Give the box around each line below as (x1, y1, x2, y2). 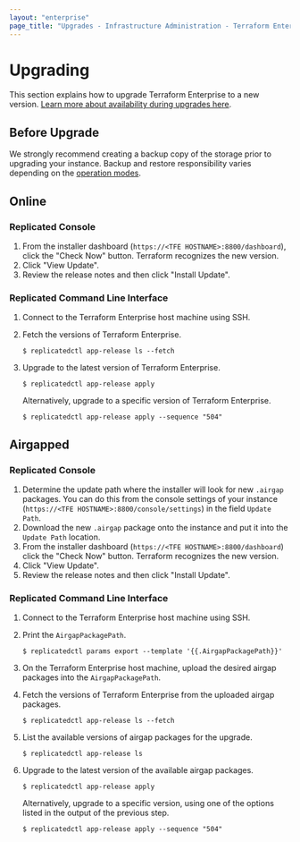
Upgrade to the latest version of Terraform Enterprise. (21, 362, 221, 373)
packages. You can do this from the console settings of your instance (21, 493, 279, 504)
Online (9, 193, 47, 208)
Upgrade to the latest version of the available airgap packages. (21, 765, 254, 776)
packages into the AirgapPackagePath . (21, 672, 162, 683)
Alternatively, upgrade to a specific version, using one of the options (21, 798, 275, 809)
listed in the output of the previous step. (21, 807, 170, 819)
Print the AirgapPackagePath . (21, 630, 127, 641)
